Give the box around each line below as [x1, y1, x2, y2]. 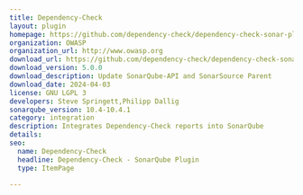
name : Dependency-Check [17, 146, 106, 155]
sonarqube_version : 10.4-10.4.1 [9, 105, 131, 114]
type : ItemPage [17, 164, 75, 173]
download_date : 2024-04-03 [9, 80, 111, 89]
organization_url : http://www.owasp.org [9, 47, 164, 56]
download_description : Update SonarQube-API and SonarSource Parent [9, 72, 272, 81]
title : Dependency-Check [9, 13, 103, 22]
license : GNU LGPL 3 [9, 88, 87, 97]
